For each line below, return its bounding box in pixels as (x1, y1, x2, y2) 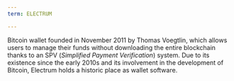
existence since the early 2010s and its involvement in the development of (7, 58, 224, 67)
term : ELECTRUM (7, 10, 52, 18)
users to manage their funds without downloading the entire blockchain (7, 43, 216, 51)
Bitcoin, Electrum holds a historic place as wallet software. (7, 66, 178, 74)
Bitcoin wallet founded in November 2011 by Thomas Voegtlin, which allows (7, 36, 228, 44)
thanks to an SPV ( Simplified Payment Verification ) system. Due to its (7, 51, 210, 59)
